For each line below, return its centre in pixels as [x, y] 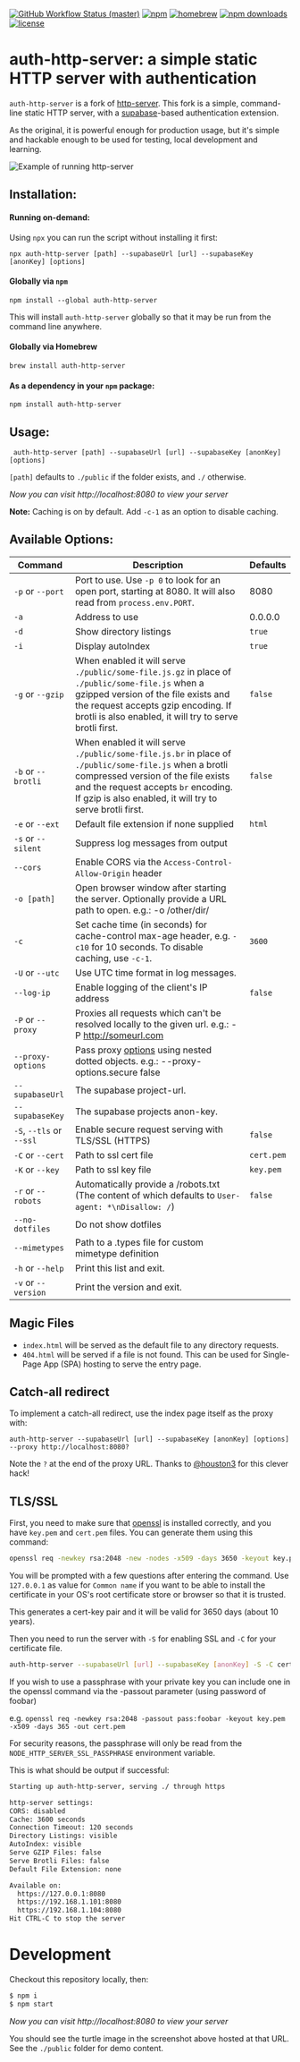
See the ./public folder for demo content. [86, 2048]
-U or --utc [37, 973]
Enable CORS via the [119, 862]
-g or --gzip [39, 694]
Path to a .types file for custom [139, 1242]
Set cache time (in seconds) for [142, 924]
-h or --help [39, 1268]
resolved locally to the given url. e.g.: [152, 1024]
